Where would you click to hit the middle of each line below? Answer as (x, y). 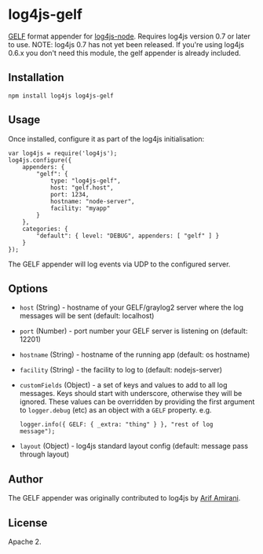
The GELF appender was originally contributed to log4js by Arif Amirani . (124, 498)
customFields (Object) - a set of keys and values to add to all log (123, 385)
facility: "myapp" (80, 208)
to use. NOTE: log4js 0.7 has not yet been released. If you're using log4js (126, 44)
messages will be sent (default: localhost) (87, 316)
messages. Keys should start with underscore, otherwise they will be (131, 394)
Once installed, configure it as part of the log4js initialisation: (106, 138)
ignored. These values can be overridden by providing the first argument (137, 402)
